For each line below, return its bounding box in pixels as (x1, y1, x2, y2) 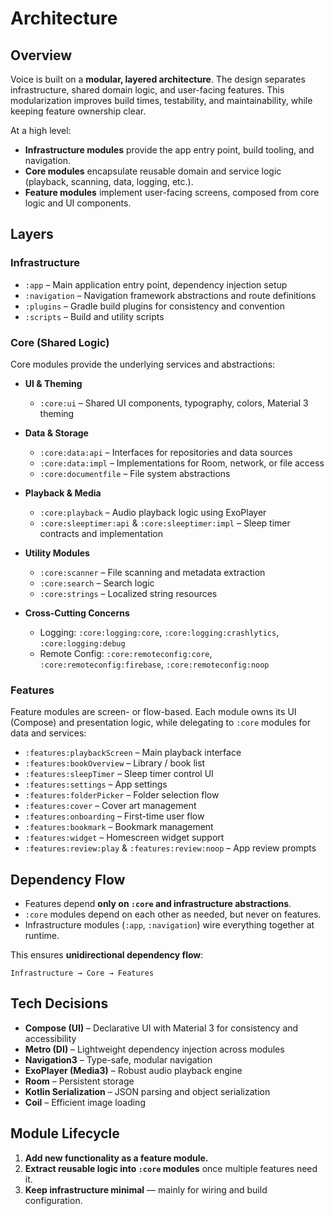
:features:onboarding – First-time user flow (24, 810, 205, 822)
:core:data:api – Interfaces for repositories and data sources (39, 446, 293, 458)
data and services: (10, 727, 87, 739)
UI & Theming (24, 377, 83, 389)
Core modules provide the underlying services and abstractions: (10, 358, 276, 370)
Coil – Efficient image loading (24, 1096, 146, 1108)
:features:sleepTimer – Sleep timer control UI (24, 768, 214, 780)
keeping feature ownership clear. (10, 105, 147, 117)
